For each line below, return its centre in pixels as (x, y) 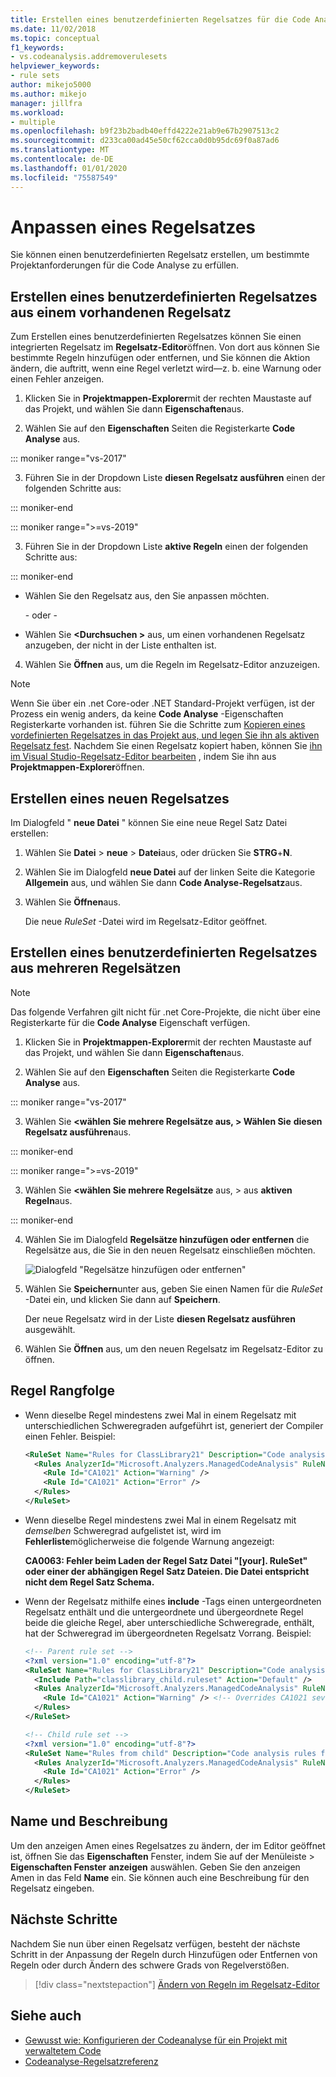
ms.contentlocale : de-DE (62, 159)
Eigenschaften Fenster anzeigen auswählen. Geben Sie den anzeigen (155, 1867)
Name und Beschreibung (89, 1821)
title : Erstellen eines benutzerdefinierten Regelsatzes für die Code (160, 19)
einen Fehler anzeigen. (57, 379)
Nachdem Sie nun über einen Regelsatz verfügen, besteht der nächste (155, 1943)
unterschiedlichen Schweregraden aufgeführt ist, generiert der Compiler (174, 1425)
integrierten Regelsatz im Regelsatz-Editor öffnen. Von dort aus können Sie (165, 347)
